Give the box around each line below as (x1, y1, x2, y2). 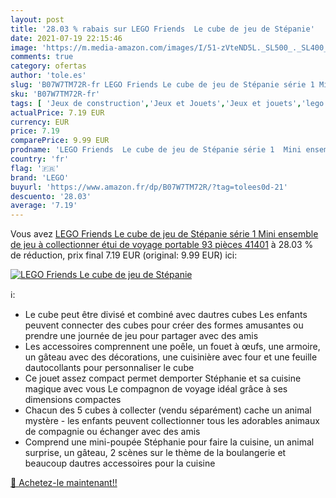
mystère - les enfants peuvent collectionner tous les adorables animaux (24, 415, 320, 427)
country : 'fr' (10, 154, 70, 164)
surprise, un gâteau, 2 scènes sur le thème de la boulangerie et (24, 447, 287, 459)
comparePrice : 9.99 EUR (10, 136, 110, 146)
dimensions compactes (24, 394, 122, 406)
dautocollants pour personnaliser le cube (24, 362, 195, 374)
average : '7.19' (10, 201, 78, 211)
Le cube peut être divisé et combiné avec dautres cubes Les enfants (24, 309, 308, 321)
